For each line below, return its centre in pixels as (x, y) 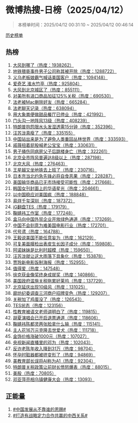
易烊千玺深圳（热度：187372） (44, 201)
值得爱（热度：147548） (38, 268)
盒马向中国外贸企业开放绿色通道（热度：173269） (63, 219)
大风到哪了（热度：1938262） (43, 65)
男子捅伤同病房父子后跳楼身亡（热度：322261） (61, 151)
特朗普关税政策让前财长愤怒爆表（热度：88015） (62, 367)
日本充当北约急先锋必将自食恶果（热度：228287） (64, 176)
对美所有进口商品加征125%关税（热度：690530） (63, 96)
